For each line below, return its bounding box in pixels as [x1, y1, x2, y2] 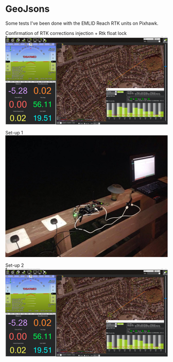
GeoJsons [5, 3, 50, 15]
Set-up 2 [5, 262, 24, 268]
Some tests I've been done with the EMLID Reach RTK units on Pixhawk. [5, 20, 159, 26]
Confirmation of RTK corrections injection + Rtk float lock [5, 30, 127, 36]
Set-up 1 [5, 130, 23, 136]
